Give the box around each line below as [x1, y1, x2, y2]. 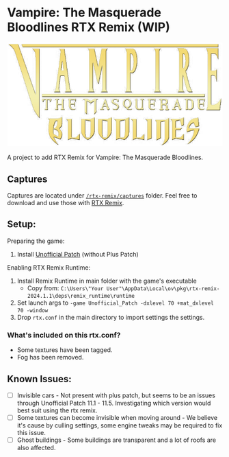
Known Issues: [7, 373, 72, 385]
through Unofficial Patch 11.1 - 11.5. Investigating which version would [16, 399, 211, 408]
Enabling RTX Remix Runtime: [7, 263, 91, 272]
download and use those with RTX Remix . [7, 199, 124, 207]
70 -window [16, 307, 49, 314]
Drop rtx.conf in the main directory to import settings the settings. [16, 313, 205, 321]
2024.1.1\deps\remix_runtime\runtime [27, 292, 135, 299]
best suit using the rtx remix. [16, 406, 98, 414]
